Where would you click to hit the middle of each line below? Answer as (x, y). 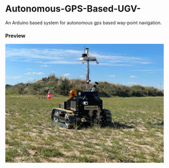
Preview (15, 36)
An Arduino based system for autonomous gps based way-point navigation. (83, 23)
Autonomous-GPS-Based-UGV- (73, 9)
